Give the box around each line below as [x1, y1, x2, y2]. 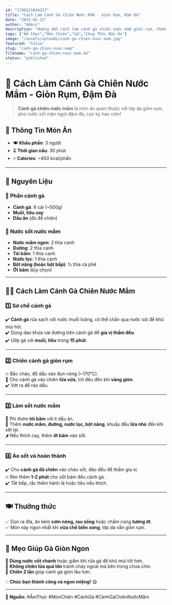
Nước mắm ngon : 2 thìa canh [12, 240, 75, 246]
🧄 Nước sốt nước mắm [5, 227, 61, 235]
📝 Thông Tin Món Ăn [5, 126, 72, 134]
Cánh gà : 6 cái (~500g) [12, 204, 62, 210]
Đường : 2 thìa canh [12, 245, 54, 251]
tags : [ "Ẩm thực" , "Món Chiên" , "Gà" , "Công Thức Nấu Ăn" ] [5, 31, 127, 37]
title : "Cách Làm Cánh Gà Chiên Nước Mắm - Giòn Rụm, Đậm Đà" [5, 12, 141, 17]
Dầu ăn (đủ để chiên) [12, 215, 58, 221]
